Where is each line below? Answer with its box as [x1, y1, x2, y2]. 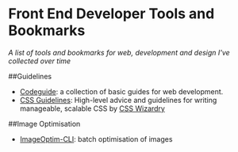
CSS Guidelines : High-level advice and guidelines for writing [19, 95, 217, 104]
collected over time [8, 56, 71, 66]
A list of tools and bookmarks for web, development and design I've [8, 47, 230, 57]
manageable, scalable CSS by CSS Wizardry [19, 104, 165, 113]
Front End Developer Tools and [8, 5, 215, 23]
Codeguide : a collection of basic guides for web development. [19, 86, 224, 96]
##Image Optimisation [8, 119, 81, 128]
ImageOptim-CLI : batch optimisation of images [19, 134, 173, 143]
